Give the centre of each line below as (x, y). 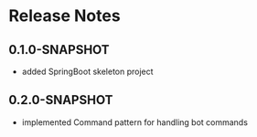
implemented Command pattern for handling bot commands (135, 122)
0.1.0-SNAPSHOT (59, 50)
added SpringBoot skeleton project (87, 71)
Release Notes (64, 16)
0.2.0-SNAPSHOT (61, 100)
